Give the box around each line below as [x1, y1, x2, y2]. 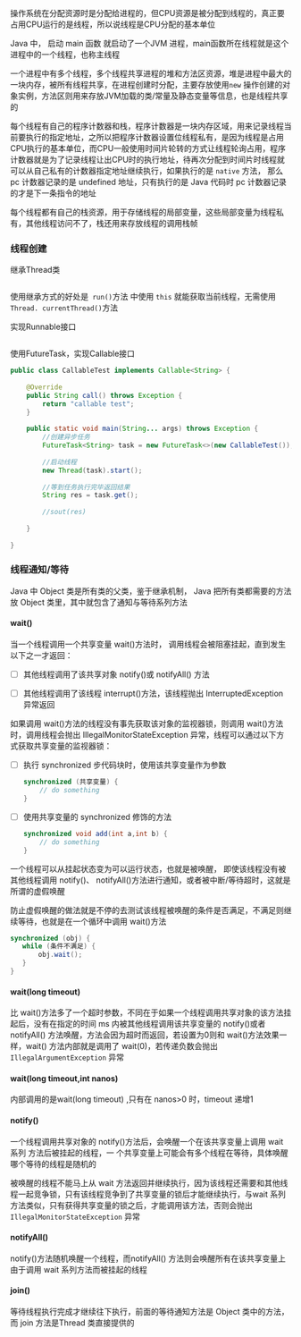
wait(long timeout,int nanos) [10, 1072, 119, 1084]
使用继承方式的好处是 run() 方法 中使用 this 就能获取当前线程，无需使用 [10, 292, 276, 302]
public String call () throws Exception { [26, 391, 182, 400]
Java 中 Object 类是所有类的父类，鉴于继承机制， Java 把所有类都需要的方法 [10, 585, 292, 597]
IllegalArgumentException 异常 [10, 1052, 124, 1062]
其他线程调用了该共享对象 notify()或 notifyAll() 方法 [22, 669, 210, 680]
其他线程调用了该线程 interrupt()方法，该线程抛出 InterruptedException [22, 688, 284, 699]
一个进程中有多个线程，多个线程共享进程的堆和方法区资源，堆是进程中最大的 [10, 68, 292, 79]
